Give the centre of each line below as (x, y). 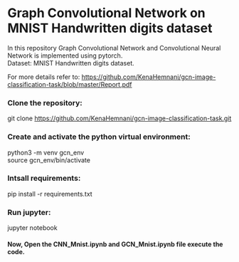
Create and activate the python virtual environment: (99, 137)
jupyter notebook (33, 228)
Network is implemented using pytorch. (65, 56)
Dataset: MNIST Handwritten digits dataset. (71, 63)
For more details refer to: (44, 77)
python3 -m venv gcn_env (46, 152)
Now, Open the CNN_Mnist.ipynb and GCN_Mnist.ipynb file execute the (115, 244)
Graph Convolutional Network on (106, 13)
